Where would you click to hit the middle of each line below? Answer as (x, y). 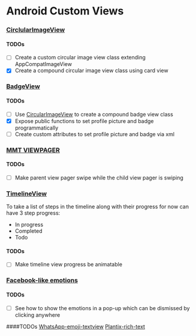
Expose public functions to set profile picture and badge (84, 121)
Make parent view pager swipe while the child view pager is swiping (99, 178)
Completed (28, 231)
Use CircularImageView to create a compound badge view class (94, 114)
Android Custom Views (65, 11)
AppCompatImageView (43, 64)
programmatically (37, 128)
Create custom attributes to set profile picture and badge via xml (95, 134)
